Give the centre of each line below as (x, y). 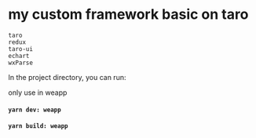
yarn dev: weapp (35, 110)
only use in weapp (38, 93)
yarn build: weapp (38, 126)
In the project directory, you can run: (67, 77)
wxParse (21, 63)
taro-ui (21, 49)
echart (19, 56)
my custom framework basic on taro (128, 15)
